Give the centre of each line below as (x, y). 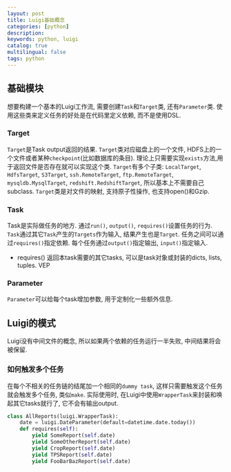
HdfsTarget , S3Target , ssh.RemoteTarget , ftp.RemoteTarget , (90, 174)
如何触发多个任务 (36, 370)
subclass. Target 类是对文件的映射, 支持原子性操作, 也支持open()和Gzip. (108, 191)
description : (26, 33)
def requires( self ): (49, 429)
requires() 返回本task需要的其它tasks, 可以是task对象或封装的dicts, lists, (119, 257)
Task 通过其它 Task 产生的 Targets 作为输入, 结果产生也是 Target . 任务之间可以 (113, 234)
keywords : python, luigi (43, 39)
